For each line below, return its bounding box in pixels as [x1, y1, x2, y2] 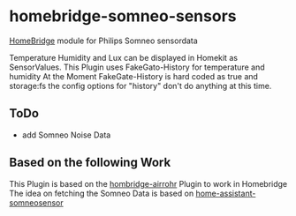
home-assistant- [195, 188, 256, 198]
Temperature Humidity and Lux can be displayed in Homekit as [9, 52, 239, 63]
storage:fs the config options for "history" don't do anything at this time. [9, 80, 272, 91]
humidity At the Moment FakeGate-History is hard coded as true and [9, 71, 259, 81]
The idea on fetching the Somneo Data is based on [9, 188, 194, 198]
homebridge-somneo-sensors [9, 6, 237, 26]
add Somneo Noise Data [21, 130, 111, 140]
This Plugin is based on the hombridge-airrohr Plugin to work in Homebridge [9, 178, 288, 189]
